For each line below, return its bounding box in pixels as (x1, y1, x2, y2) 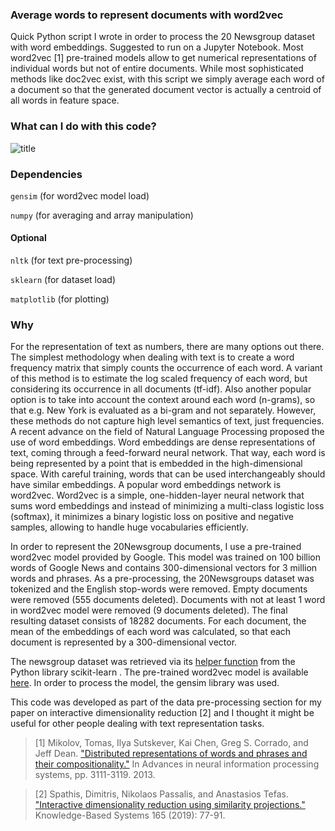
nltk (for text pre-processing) (10, 254, 133, 267)
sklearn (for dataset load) (10, 274, 117, 286)
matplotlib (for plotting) (10, 293, 110, 305)
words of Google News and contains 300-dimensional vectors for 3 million (10, 562, 318, 574)
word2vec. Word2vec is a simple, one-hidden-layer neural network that (10, 489, 305, 502)
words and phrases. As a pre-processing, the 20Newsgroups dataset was (10, 573, 315, 585)
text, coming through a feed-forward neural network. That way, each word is (10, 447, 326, 459)
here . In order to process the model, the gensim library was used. (10, 677, 280, 689)
